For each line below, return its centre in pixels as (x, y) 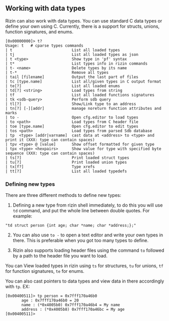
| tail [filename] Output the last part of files (72, 77)
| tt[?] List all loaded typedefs (66, 171)
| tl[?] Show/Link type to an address (71, 104)
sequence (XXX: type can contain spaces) (50, 153)
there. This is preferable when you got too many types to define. (80, 240)
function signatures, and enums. (39, 32)
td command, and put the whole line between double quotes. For (81, 211)
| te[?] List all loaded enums (63, 86)
